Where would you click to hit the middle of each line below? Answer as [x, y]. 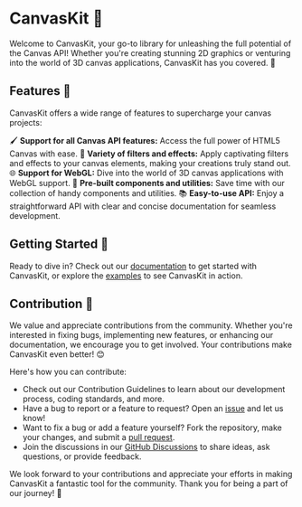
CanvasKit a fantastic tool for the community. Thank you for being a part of [149, 484]
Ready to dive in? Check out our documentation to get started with [133, 266]
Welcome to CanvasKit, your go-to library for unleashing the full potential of [151, 43]
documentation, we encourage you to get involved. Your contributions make [151, 345]
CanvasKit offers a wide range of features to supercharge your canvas [141, 113]
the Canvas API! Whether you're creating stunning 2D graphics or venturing [150, 52]
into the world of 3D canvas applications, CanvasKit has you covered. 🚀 [142, 62]
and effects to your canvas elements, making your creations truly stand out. [150, 163]
